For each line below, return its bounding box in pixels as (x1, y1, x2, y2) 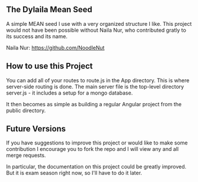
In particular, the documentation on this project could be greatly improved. (6, 163, 187, 170)
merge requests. (6, 152, 46, 159)
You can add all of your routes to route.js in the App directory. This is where (6, 76, 190, 84)
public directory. (6, 107, 46, 114)
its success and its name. (6, 32, 68, 40)
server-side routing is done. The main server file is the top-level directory (6, 83, 184, 90)
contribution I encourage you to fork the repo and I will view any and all (6, 146, 179, 153)
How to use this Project (6, 61, 93, 71)
